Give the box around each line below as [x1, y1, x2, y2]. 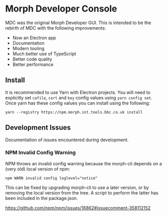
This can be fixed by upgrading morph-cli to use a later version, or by [5, 184, 149, 190]
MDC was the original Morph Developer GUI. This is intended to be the [5, 20, 151, 26]
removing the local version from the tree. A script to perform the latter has [5, 189, 158, 196]
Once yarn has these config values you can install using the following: [5, 100, 150, 106]
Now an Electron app [12, 35, 56, 41]
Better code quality [12, 56, 52, 62]
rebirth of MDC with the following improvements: [5, 25, 106, 31]
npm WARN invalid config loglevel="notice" [5, 175, 98, 181]
